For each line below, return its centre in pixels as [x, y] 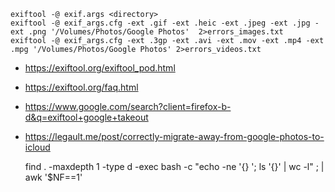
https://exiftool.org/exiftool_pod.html [100, 68]
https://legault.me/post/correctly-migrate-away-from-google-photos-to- [174, 136]
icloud [37, 147]
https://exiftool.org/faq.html [81, 87]
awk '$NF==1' [53, 177]
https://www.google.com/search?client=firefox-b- [128, 106]
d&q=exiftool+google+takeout [86, 117]
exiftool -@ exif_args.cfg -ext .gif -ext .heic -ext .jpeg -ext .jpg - [165, 23]
